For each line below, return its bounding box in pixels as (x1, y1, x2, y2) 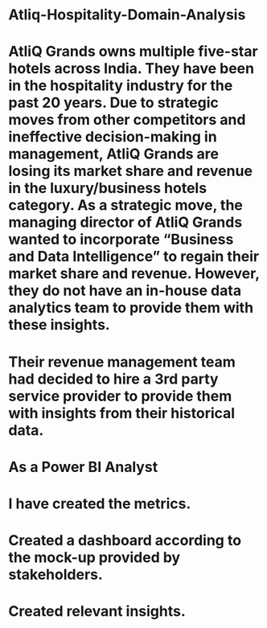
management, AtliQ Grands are (8, 145, 220, 163)
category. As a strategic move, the (8, 196, 244, 215)
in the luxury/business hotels (8, 179, 207, 198)
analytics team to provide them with (8, 299, 254, 317)
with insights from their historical (8, 404, 236, 422)
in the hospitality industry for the (8, 76, 233, 95)
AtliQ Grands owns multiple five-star (8, 43, 259, 61)
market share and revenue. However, (8, 265, 260, 283)
